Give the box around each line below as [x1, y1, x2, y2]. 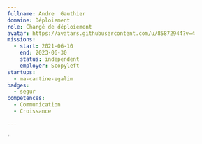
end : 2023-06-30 [20, 50, 68, 57]
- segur [13, 88, 36, 95]
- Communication [13, 101, 61, 108]
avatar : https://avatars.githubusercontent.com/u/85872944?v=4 [7, 29, 196, 37]
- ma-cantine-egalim [13, 75, 73, 82]
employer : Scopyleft [20, 62, 80, 69]
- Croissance [13, 108, 52, 115]
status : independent [20, 56, 80, 63]
